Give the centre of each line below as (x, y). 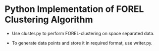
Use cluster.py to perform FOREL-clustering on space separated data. (83, 33)
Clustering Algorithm (49, 20)
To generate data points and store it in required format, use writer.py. (82, 43)
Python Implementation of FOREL (74, 9)
